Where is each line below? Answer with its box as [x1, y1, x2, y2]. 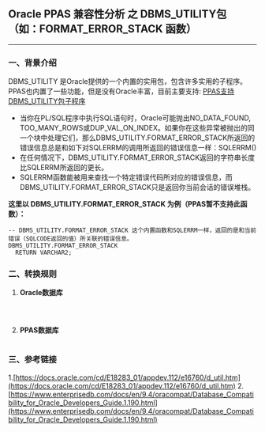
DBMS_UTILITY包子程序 [8, 97, 86, 106]
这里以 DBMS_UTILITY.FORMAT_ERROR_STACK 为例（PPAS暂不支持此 [8, 199, 241, 209]
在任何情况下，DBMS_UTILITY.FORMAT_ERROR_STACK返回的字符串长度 [19, 153, 256, 162]
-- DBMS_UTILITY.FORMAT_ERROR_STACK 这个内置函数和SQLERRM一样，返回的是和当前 [8, 226, 256, 235]
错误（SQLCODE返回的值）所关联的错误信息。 [8, 235, 133, 243]
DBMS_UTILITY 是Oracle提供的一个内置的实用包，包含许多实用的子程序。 [8, 77, 247, 86]
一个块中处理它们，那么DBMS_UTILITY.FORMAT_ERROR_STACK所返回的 [19, 133, 256, 142]
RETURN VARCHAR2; [15, 248, 73, 257]
